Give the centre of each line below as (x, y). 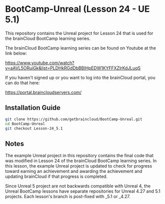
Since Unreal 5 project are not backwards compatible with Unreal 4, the (78, 186)
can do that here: (23, 83)
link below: (16, 53)
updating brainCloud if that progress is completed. (56, 176)
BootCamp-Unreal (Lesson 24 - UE (78, 9)
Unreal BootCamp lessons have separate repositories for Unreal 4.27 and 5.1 (83, 191)
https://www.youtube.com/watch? (40, 63)
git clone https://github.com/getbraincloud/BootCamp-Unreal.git (74, 119)
